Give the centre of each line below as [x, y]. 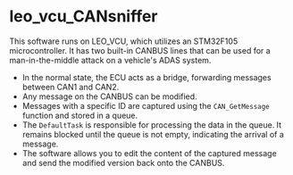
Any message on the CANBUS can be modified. [110, 96]
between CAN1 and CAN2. [71, 87]
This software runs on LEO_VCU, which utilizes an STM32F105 [124, 41]
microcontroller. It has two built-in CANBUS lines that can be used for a [140, 50]
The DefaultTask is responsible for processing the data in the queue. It [152, 125]
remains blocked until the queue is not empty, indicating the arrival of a [153, 134]
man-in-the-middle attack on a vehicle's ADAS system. [110, 60]
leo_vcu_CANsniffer [84, 17]
